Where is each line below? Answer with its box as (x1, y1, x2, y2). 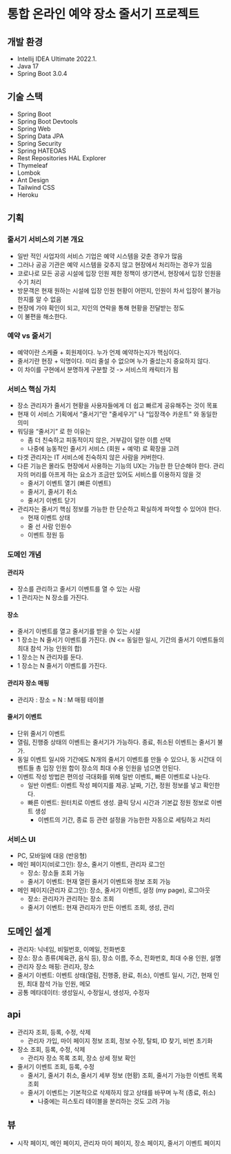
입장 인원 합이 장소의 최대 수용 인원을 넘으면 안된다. (43, 764, 181, 772)
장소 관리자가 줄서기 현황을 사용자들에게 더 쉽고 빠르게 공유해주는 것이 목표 (17, 401, 219, 410)
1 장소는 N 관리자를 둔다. (17, 653, 83, 662)
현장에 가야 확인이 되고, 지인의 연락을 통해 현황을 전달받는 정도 (17, 303, 185, 311)
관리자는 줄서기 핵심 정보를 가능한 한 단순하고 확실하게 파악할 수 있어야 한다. (17, 505, 222, 513)
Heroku (17, 191, 39, 199)
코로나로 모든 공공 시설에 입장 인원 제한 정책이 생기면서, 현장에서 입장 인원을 (17, 269, 222, 277)
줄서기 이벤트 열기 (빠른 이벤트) (27, 479, 112, 488)
